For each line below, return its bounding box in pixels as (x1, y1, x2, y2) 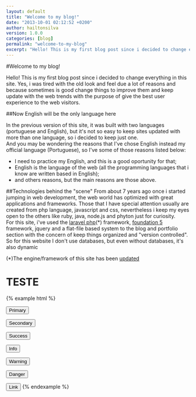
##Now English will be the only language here (6, 110, 117, 117)
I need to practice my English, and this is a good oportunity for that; (14, 157, 177, 164)
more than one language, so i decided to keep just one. (6, 134, 139, 141)
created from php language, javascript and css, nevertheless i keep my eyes (6, 206, 190, 213)
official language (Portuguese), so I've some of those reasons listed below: (6, 146, 186, 153)
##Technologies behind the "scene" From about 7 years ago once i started (6, 188, 185, 195)
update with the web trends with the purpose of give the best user (6, 92, 165, 99)
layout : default (6, 8, 45, 15)
